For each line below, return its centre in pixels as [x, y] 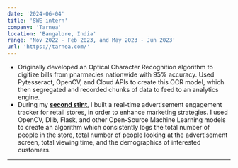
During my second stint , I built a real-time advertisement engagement [120, 105]
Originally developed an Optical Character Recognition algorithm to [115, 67]
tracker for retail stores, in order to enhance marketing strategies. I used [123, 112]
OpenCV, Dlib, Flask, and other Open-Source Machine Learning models [121, 120]
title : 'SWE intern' [38, 21]
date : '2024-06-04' [36, 14]
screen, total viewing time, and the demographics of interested [109, 142]
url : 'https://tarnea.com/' [49, 47]
